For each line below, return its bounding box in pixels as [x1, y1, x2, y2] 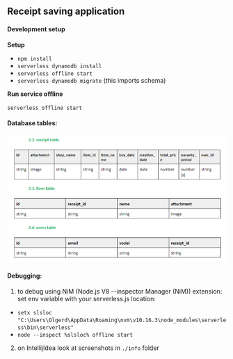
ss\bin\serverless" [17, 324, 74, 331]
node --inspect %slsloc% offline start [17, 331, 134, 338]
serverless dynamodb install [17, 63, 102, 70]
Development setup [7, 24, 66, 33]
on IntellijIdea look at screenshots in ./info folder [17, 344, 160, 352]
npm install [17, 55, 52, 62]
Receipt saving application [7, 6, 125, 17]
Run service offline [7, 90, 63, 98]
